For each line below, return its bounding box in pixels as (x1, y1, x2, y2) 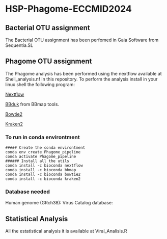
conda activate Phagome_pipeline (5, 154, 76, 160)
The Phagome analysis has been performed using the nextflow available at (5, 70, 162, 76)
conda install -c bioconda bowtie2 (5, 172, 81, 177)
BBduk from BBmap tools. (5, 101, 60, 107)
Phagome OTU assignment (5, 57, 92, 66)
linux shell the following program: (5, 81, 75, 87)
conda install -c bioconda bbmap (5, 168, 76, 173)
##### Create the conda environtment (5, 145, 86, 150)
